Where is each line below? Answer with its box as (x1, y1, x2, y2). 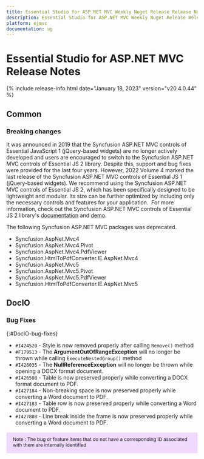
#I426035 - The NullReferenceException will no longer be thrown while (15, 361, 193, 368)
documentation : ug (6, 25, 53, 32)
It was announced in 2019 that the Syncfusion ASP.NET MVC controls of (6, 141, 187, 148)
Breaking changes (6, 127, 61, 135)
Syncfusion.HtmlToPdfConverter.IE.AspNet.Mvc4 (15, 254, 138, 261)
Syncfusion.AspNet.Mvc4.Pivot (15, 241, 93, 249)
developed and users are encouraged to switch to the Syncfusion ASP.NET (6, 153, 194, 161)
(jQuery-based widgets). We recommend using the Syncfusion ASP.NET (6, 179, 187, 187)
